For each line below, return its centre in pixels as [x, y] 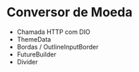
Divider [27, 61]
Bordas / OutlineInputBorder [58, 47]
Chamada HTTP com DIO [54, 32]
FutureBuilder [37, 54]
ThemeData [34, 39]
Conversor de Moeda [69, 12]
